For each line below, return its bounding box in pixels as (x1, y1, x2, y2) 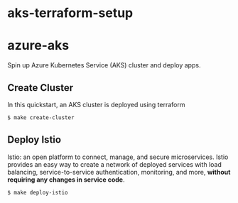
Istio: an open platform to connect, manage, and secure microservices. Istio (7, 153, 229, 161)
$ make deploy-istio (7, 189, 69, 196)
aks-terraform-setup (7, 5, 134, 21)
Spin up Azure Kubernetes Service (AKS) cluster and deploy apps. (7, 61, 201, 70)
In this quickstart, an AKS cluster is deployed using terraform (7, 100, 185, 109)
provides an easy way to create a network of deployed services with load (7, 160, 222, 168)
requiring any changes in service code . (7, 175, 125, 184)
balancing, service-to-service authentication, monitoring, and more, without (7, 168, 231, 176)
